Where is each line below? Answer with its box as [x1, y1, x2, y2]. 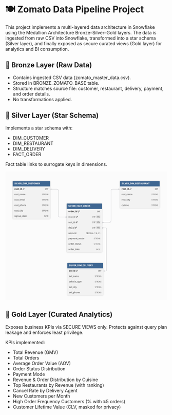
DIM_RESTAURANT [12, 140, 54, 146]
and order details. [12, 90, 50, 97]
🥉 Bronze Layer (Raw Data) [5, 61, 92, 69]
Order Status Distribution [12, 365, 66, 372]
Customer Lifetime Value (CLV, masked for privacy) [12, 404, 121, 410]
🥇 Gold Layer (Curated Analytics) [5, 310, 113, 319]
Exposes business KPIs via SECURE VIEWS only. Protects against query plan [5, 324, 167, 330]
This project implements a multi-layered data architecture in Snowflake [5, 24, 155, 30]
